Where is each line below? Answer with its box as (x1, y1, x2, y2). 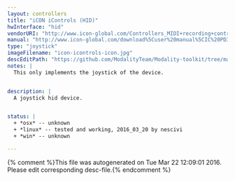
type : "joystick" (7, 43, 58, 50)
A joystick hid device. (13, 94, 83, 102)
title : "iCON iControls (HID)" (7, 17, 99, 24)
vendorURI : (7, 29, 39, 37)
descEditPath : (7, 56, 49, 63)
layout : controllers (7, 10, 68, 18)
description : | (7, 88, 52, 95)
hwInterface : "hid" (7, 23, 64, 30)
